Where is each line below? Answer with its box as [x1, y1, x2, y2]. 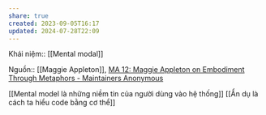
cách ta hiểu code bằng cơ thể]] [8, 98, 116, 108]
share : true [8, 11, 49, 20]
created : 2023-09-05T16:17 [8, 19, 100, 28]
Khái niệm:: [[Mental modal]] [8, 49, 104, 59]
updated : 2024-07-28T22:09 [8, 27, 100, 35]
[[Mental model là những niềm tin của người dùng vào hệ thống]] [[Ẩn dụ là [8, 89, 259, 99]
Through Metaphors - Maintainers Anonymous [8, 74, 164, 83]
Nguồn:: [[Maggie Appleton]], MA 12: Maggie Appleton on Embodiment [8, 65, 245, 75]
